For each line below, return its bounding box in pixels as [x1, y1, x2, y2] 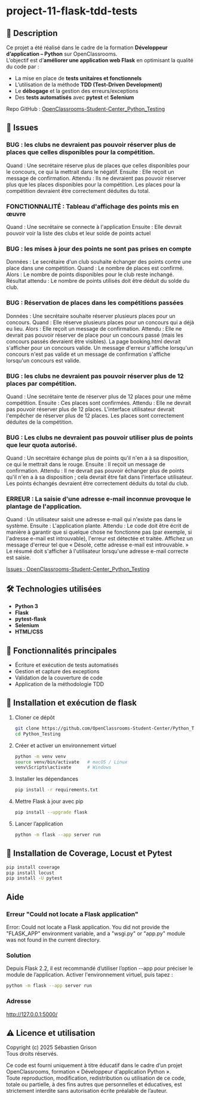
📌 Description [6, 28, 58, 38]
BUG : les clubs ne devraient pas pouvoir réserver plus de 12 [6, 371, 184, 380]
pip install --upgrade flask [14, 809, 88, 815]
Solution [6, 951, 32, 959]
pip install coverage [6, 864, 60, 870]
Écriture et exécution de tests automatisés [14, 661, 119, 669]
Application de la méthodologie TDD [14, 681, 104, 688]
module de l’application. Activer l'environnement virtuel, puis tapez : [6, 971, 173, 978]
